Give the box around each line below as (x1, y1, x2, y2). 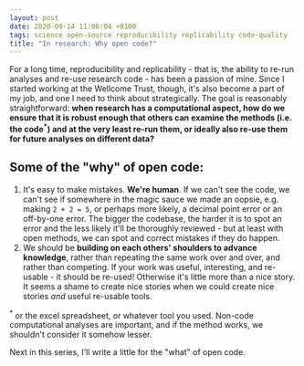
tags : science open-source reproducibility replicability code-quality (9, 30, 288, 39)
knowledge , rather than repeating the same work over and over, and (22, 252, 280, 263)
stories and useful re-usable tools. (22, 290, 152, 301)
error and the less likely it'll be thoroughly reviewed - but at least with (22, 223, 284, 234)
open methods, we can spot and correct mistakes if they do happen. (22, 232, 280, 243)
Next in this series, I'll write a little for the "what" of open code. (9, 347, 246, 358)
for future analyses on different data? (9, 133, 155, 144)
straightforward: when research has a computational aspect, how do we (9, 102, 286, 114)
